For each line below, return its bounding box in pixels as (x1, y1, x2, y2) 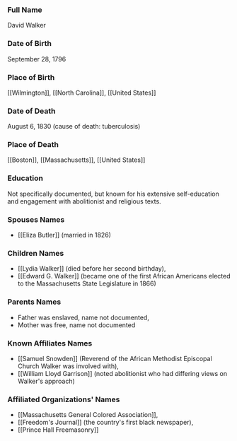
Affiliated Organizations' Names (7, 394, 120, 404)
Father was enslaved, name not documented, (17, 313, 150, 322)
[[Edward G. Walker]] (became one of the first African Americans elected (17, 272, 231, 281)
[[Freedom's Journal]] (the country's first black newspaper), (17, 418, 194, 427)
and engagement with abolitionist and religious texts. (7, 196, 161, 206)
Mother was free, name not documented (17, 320, 136, 329)
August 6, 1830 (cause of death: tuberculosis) (7, 122, 141, 131)
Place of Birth (7, 72, 55, 82)
